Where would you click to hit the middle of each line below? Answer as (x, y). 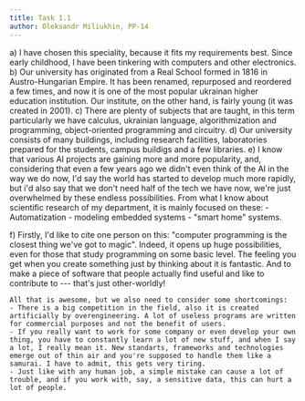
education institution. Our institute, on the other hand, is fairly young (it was (152, 100)
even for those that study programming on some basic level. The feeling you (153, 254)
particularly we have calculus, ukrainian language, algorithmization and (143, 120)
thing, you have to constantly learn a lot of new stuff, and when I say (153, 339)
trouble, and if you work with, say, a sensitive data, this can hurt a (151, 379)
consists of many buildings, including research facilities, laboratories (138, 139)
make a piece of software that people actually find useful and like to (137, 273)
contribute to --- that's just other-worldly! (88, 283)
